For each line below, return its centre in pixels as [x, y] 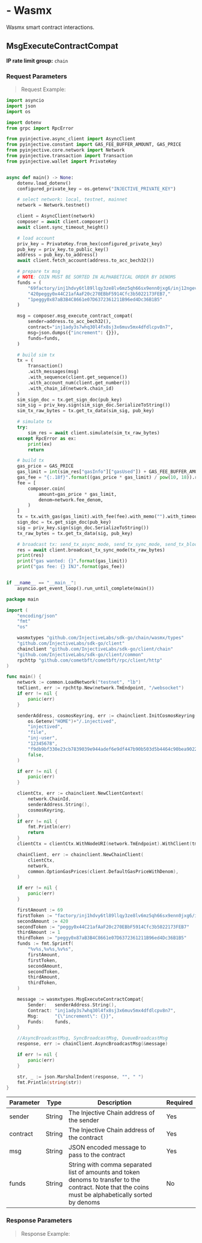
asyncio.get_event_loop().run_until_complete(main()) [86, 588]
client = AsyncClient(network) [56, 216]
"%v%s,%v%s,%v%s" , [51, 950]
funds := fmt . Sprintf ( [45, 944]
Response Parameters [39, 1221]
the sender [84, 1120]
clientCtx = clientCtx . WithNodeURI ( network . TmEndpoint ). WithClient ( [105, 844]
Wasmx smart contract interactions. [50, 27]
